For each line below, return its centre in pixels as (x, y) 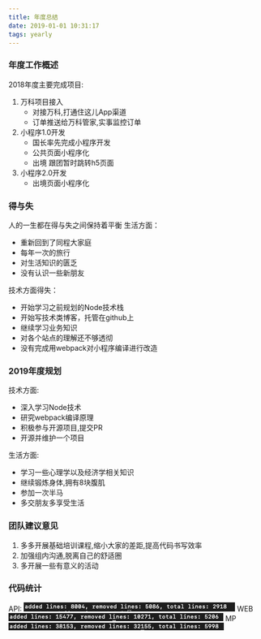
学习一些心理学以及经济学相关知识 (77, 473)
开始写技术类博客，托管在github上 (77, 317)
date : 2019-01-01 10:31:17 (54, 26)
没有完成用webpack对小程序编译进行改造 (89, 348)
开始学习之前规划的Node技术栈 (72, 307)
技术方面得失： (33, 290)
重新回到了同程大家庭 (56, 242)
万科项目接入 (41, 101)
